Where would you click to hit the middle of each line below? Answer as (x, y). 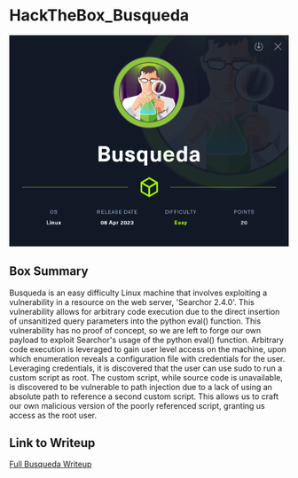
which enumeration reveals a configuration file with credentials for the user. (147, 358)
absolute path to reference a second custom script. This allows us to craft (144, 396)
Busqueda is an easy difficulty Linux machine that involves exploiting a (138, 293)
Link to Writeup (52, 443)
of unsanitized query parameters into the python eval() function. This (135, 321)
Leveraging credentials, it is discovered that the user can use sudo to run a (145, 368)
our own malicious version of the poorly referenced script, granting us (137, 405)
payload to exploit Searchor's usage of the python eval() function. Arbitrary (146, 340)
